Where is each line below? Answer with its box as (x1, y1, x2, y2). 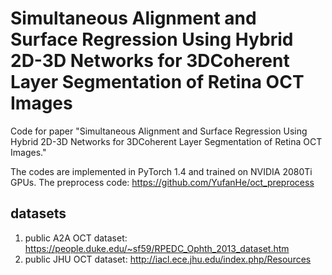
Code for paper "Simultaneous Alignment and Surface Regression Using (10, 125, 308, 137)
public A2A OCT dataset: (24, 232, 128, 244)
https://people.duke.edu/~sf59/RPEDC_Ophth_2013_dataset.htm (24, 242, 290, 254)
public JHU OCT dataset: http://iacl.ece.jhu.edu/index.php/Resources (24, 253, 312, 265)
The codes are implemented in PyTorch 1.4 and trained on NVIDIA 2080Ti (10, 165, 313, 177)
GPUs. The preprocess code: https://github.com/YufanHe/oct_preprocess (10, 176, 315, 188)
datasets (10, 205, 67, 222)
